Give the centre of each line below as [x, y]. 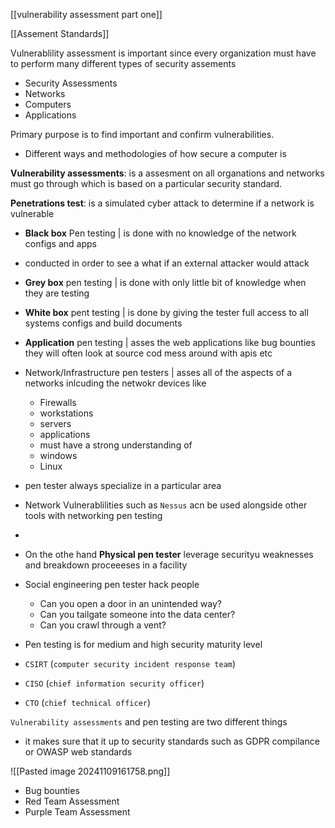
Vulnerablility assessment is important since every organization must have [163, 53]
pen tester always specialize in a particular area [123, 485]
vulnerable [32, 213]
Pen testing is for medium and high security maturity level [143, 644]
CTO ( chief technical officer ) [88, 702]
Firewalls [58, 402]
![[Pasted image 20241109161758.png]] [90, 771]
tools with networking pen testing [93, 515]
